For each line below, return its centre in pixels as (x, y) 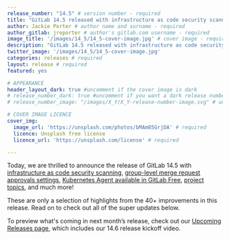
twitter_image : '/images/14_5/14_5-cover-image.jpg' (84, 52)
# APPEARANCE (26, 83)
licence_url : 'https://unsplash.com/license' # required (96, 140)
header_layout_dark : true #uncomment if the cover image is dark (102, 90)
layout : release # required (47, 64)
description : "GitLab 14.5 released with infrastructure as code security (116, 45)
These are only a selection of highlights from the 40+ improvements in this (112, 201)
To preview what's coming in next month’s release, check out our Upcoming (114, 221)
